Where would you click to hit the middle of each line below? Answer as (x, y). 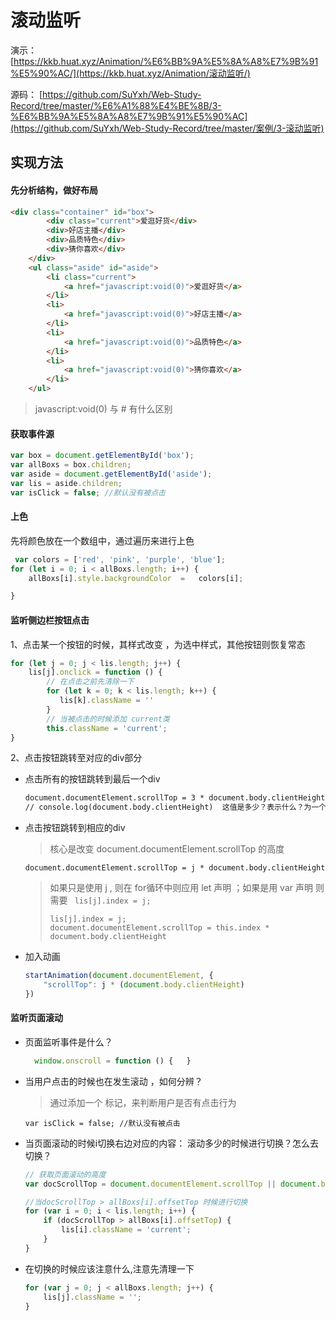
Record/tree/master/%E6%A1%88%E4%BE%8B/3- (116, 105)
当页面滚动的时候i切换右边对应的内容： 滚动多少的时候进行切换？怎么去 (172, 1143)
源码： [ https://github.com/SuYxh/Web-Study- (106, 94)
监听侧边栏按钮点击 (50, 620)
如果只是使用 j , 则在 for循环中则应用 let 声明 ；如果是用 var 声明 (181, 888)
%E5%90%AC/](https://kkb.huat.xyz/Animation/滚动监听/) (130, 73)
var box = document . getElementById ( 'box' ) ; (102, 456)
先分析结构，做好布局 (54, 190)
